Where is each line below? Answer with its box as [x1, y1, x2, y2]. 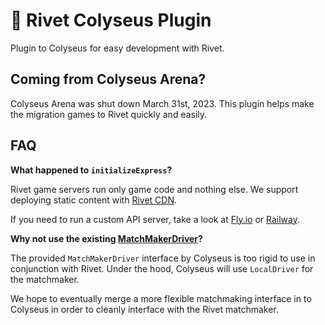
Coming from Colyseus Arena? [10, 71, 207, 88]
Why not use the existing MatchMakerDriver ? [10, 232, 203, 244]
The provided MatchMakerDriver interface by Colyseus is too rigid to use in [10, 252, 316, 264]
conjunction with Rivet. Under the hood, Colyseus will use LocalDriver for [10, 262, 314, 274]
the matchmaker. [10, 273, 80, 285]
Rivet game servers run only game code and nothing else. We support [10, 183, 299, 195]
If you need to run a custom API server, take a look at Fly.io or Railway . [10, 213, 300, 225]
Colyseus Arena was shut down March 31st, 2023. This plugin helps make [10, 97, 315, 109]
